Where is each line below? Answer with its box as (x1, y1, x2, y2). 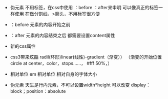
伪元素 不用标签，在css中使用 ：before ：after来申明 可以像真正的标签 (10, 5, 159, 10)
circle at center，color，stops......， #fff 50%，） (10, 60, 113, 66)
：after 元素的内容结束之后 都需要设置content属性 (10, 32, 115, 38)
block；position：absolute (10, 88, 66, 94)
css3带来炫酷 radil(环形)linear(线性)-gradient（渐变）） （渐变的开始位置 (10, 54, 162, 60)
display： (131, 82, 151, 88)
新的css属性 (10, 43, 36, 49)
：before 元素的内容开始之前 (10, 22, 71, 27)
